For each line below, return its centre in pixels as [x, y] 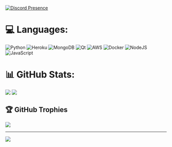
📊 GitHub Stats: [40, 75]
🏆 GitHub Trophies [37, 110]
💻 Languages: [37, 30]
